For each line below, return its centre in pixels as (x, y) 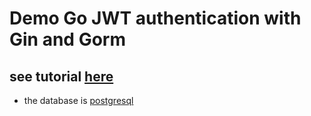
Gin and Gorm (67, 39)
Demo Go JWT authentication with (155, 18)
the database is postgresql (78, 100)
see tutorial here (61, 76)
